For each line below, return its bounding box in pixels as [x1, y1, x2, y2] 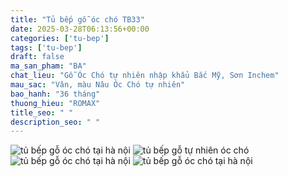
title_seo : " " [10, 107, 74, 118]
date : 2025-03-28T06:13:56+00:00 [10, 24, 150, 34]
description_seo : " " [10, 117, 101, 127]
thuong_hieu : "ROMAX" [10, 98, 101, 108]
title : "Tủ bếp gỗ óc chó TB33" [10, 14, 145, 25]
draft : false [10, 52, 65, 62]
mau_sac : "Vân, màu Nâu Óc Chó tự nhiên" [10, 80, 186, 90]
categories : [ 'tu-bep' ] [10, 33, 110, 43]
